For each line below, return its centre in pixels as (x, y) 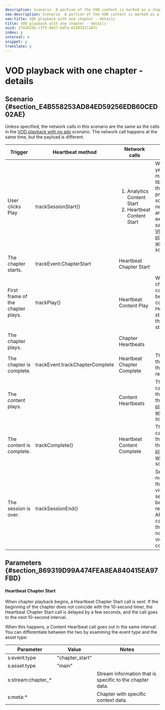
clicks (14, 206)
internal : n (17, 37)
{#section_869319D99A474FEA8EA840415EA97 (82, 571)
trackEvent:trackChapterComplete (75, 365)
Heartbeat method (75, 152)
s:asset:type (22, 666)
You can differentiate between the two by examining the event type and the (81, 632)
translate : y (18, 46)
